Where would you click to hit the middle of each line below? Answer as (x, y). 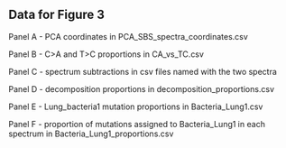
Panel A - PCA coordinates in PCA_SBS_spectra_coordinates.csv (129, 36)
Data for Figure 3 (57, 15)
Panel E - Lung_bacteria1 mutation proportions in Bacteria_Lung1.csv (136, 106)
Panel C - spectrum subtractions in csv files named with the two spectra (143, 71)
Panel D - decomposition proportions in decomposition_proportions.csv (142, 88)
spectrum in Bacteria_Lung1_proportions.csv (91, 134)
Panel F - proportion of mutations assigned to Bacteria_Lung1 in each (137, 124)
